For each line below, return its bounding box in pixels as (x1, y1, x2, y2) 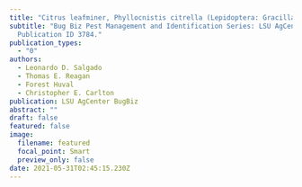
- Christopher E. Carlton (17, 88, 115, 97)
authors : (9, 55, 42, 64)
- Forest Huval (17, 80, 75, 89)
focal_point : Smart (17, 147, 91, 156)
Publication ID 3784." (17, 30, 102, 39)
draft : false (9, 113, 58, 122)
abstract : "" (9, 105, 58, 114)
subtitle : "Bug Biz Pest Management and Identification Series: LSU (9, 22, 271, 31)
